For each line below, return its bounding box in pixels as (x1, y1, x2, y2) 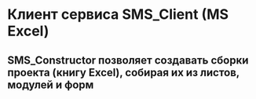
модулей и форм (7, 78, 94, 91)
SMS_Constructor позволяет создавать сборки (7, 53, 249, 67)
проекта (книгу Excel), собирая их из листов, (7, 65, 240, 79)
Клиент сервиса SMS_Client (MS (7, 5, 229, 24)
